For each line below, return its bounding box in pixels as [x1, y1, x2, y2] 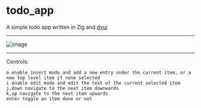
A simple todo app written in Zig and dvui [6, 23, 108, 31]
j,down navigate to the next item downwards [6, 85, 119, 91]
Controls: [6, 58, 29, 65]
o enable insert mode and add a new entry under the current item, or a [6, 70, 191, 76]
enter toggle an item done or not [6, 95, 93, 102]
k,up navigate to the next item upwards [6, 91, 109, 97]
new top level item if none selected [6, 74, 100, 81]
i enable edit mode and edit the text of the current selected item [6, 80, 181, 86]
